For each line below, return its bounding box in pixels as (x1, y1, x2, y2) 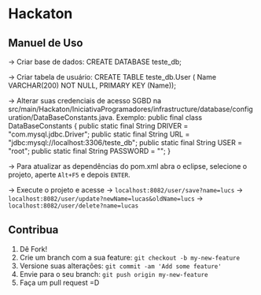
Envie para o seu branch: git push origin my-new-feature (19, 269, 208, 278)
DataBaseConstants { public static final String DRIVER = (8, 121, 189, 130)
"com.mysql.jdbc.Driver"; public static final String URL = (8, 129, 190, 139)
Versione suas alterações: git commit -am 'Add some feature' (19, 261, 222, 271)
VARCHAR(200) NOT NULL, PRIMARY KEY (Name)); (8, 80, 177, 90)
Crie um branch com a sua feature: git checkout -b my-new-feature (19, 252, 241, 262)
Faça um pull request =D (19, 278, 100, 287)
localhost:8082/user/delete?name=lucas (8, 202, 139, 210)
